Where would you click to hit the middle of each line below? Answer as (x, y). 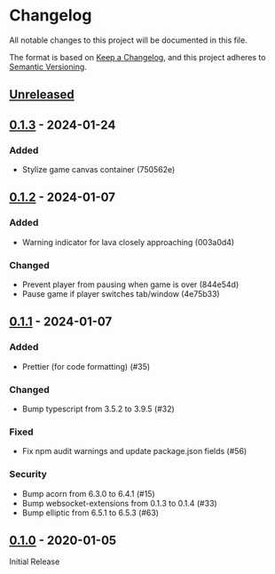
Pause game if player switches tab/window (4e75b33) (121, 294)
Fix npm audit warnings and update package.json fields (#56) (134, 451)
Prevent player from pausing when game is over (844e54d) (130, 284)
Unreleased (42, 95)
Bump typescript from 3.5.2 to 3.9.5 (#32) (98, 409)
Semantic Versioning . (48, 67)
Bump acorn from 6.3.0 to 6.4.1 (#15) (88, 493)
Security (28, 474)
